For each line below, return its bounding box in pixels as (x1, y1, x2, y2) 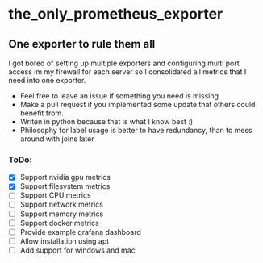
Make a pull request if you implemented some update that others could (19, 100, 256, 109)
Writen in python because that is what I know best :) (19, 117, 194, 126)
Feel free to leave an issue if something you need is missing (19, 91, 219, 101)
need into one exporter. (8, 76, 86, 85)
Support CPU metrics (19, 190, 91, 200)
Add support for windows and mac (19, 245, 136, 255)
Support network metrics (19, 199, 103, 210)
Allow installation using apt (19, 236, 110, 246)
